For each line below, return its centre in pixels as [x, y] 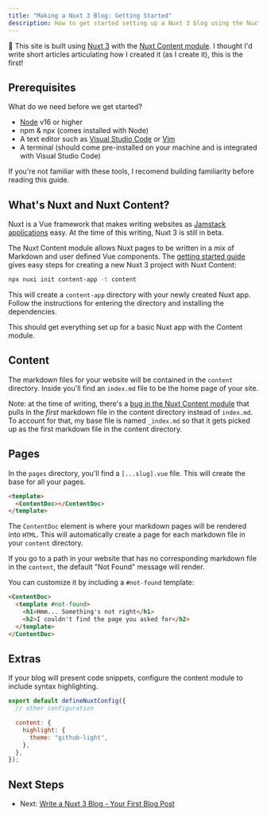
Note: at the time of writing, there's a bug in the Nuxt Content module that [129, 404]
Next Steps [36, 785]
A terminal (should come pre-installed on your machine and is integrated [138, 147]
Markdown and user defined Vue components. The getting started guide [127, 256]
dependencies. [33, 312]
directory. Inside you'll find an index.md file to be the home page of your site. [133, 388]
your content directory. [46, 543]
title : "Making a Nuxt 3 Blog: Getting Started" [90, 16]
